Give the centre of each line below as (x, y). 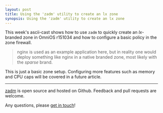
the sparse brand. (35, 62)
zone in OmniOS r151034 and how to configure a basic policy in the (90, 37)
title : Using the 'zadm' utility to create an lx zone (62, 14)
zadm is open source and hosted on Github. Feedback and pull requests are (81, 91)
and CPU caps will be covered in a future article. (53, 77)
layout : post (18, 9)
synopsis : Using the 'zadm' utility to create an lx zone (65, 18)
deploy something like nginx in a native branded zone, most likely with (87, 57)
